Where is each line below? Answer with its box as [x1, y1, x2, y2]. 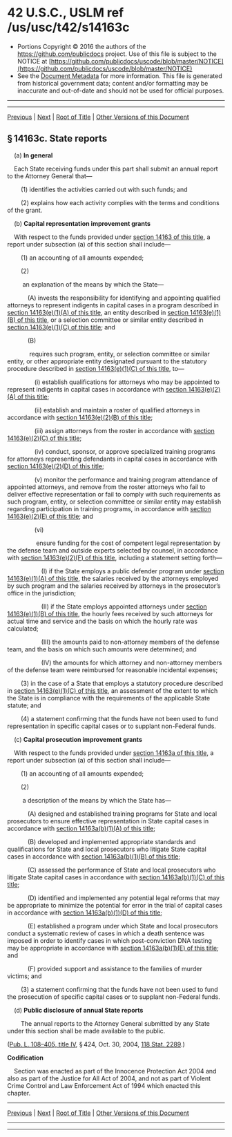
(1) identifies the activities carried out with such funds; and [20, 185, 188, 193]
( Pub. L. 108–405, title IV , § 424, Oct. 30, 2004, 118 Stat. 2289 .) [7, 1040, 185, 1048]
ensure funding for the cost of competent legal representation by [35, 539, 221, 547]
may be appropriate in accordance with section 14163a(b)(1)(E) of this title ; [7, 944, 219, 952]
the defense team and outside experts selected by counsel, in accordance [7, 546, 218, 554]
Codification [7, 1053, 43, 1062]
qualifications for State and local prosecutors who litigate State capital [7, 845, 207, 853]
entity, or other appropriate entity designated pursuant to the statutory [7, 357, 207, 365]
